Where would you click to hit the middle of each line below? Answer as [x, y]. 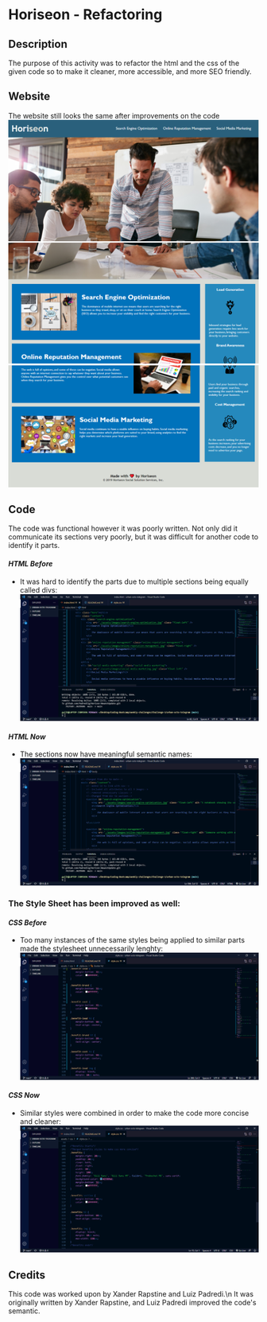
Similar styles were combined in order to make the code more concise [134, 1113]
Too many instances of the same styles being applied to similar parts [132, 940]
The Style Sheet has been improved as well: [94, 903]
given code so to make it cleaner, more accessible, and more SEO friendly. [130, 72]
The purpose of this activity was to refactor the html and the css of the [124, 63]
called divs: [39, 589]
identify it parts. [34, 546]
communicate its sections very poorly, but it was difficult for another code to [133, 537]
